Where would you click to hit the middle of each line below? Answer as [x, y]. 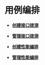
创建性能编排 [25, 46]
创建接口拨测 [25, 25]
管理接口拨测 [25, 36]
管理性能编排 [25, 57]
